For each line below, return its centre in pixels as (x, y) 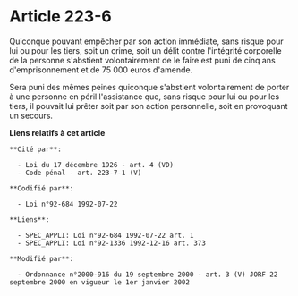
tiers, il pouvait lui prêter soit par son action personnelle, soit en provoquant (149, 106)
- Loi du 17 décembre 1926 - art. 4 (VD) (96, 165)
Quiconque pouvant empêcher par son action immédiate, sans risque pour (146, 41)
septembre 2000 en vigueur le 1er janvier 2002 (100, 282)
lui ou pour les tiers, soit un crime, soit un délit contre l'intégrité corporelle (145, 50)
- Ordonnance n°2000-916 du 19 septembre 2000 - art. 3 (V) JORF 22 (148, 275)
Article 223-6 (60, 17)
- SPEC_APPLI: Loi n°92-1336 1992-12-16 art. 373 (111, 243)
